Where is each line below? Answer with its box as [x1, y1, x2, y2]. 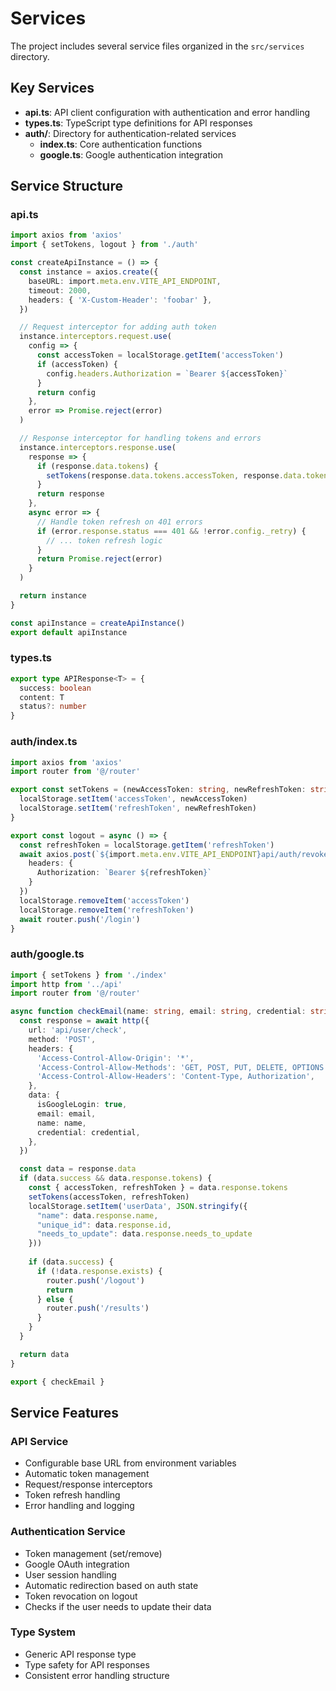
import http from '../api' [10, 979, 123, 989]
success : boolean [19, 683, 92, 693]
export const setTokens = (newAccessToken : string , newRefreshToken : [10, 785, 307, 795]
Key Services [10, 80, 95, 97]
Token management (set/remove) [24, 1547, 163, 1559]
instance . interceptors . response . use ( [19, 442, 177, 452]
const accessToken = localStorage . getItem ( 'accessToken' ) [36, 350, 284, 361]
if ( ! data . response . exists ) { [36, 1266, 163, 1276]
